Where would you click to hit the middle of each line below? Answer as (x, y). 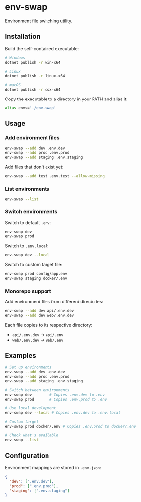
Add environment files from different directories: (54, 302)
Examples (21, 355)
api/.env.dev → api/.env (38, 334)
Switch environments (31, 212)
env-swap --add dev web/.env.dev (40, 316)
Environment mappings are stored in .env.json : (53, 467)
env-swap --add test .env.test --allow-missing (55, 176)
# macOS (13, 85)
